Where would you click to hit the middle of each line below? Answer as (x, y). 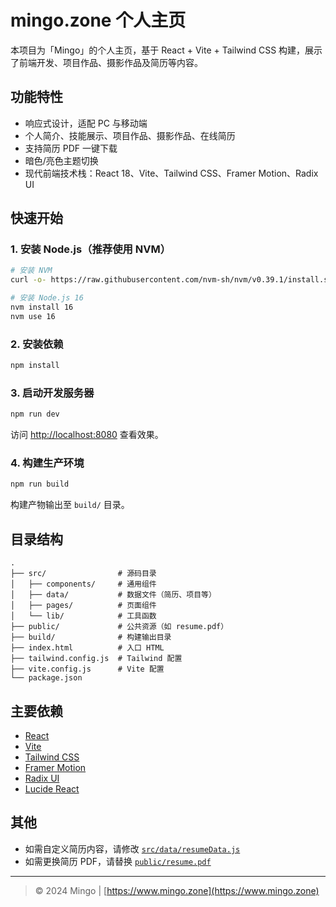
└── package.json (46, 678)
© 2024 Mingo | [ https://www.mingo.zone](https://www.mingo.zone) (177, 890)
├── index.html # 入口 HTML (87, 648)
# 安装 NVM (31, 271)
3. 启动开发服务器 (52, 393)
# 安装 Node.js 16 (47, 298)
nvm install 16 (42, 307)
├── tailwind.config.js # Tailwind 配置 (96, 659)
